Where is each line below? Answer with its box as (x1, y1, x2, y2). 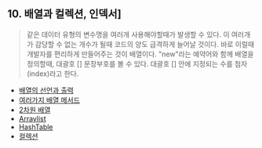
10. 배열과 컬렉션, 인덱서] (7, 7, 122, 21)
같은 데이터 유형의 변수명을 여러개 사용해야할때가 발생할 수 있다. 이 (26, 30, 230, 39)
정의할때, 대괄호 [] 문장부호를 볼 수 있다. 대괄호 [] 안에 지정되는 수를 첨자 (26, 59, 248, 68)
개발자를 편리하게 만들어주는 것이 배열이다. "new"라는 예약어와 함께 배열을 (26, 49, 254, 59)
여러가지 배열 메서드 (18, 95, 80, 104)
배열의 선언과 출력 (18, 85, 74, 95)
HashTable (18, 122, 53, 132)
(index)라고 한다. (26, 69, 79, 78)
